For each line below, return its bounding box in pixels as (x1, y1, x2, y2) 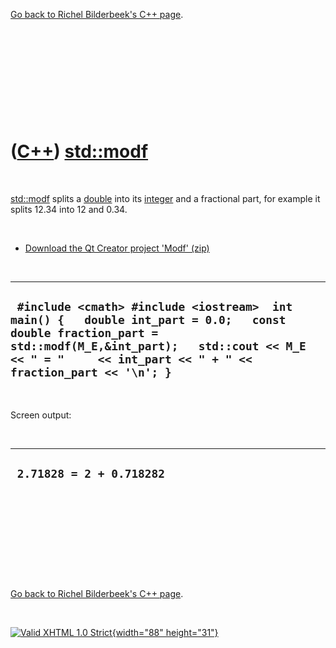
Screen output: (10, 409, 72, 421)
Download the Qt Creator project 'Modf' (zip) (24, 242, 210, 254)
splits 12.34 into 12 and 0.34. (10, 203, 128, 215)
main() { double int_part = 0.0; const (10, 313, 287, 328)
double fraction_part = (10, 326, 159, 341)
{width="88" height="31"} (111, 626, 219, 638)
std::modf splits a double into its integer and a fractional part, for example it (10, 192, 321, 204)
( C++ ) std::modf (10, 140, 149, 163)
